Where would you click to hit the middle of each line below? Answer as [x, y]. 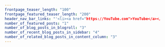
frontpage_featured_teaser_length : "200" [48, 14]
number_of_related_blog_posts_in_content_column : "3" [61, 37]
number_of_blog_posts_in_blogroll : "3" [46, 28]
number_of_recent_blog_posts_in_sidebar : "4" [52, 32]
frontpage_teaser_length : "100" [38, 10]
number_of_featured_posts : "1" [37, 23]
